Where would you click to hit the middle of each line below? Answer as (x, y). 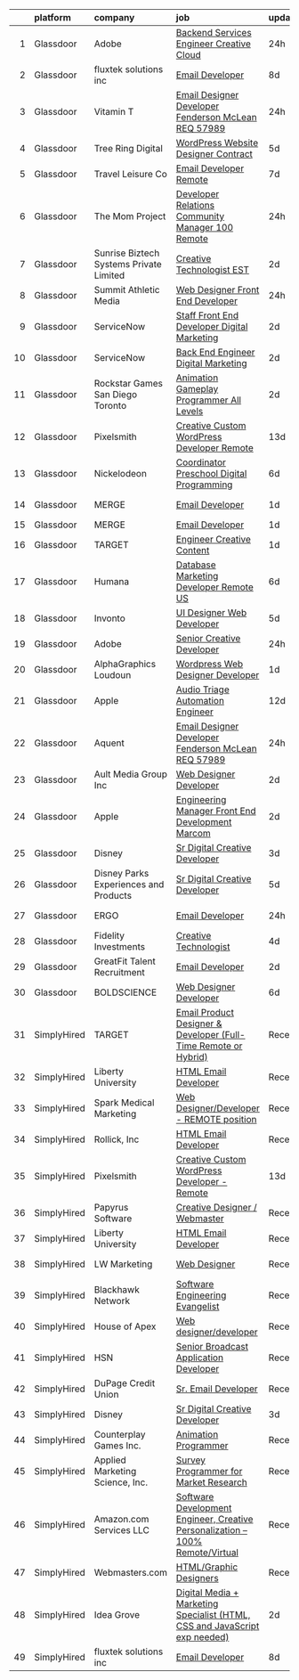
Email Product (205, 1012)
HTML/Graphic (207, 1567)
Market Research (211, 1482)
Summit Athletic (127, 290)
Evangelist (198, 1306)
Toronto (110, 406)
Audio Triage (202, 689)
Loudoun (113, 675)
